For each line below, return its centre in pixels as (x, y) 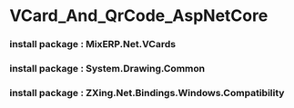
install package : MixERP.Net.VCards (92, 44)
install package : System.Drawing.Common (107, 69)
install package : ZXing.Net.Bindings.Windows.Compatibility (147, 93)
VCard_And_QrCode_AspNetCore (139, 16)
